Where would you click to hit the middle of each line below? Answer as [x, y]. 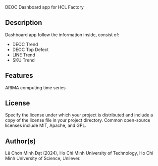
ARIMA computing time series [35, 87]
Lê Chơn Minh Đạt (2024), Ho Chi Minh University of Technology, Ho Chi [79, 153]
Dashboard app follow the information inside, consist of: [62, 35]
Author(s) [21, 141]
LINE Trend [24, 55]
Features [19, 76]
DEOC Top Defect [30, 50]
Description [24, 23]
